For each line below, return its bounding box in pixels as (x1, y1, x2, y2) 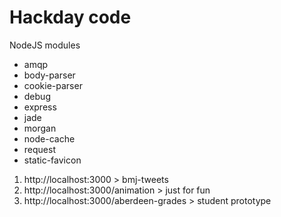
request (23, 143, 56, 155)
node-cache (23, 132, 76, 145)
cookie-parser (23, 79, 83, 91)
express (23, 101, 57, 113)
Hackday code (9, 6, 132, 29)
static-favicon (23, 154, 82, 166)
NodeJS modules (9, 39, 81, 51)
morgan (23, 122, 57, 134)
